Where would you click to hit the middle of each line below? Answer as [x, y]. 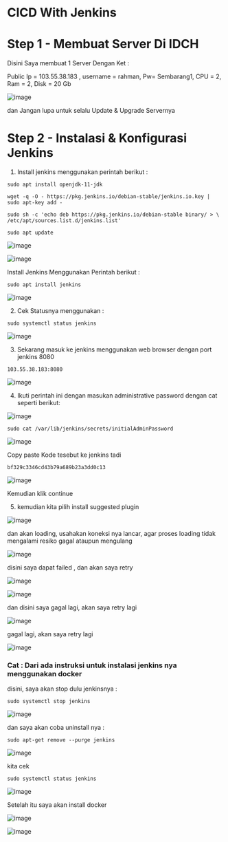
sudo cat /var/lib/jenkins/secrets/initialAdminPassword [90, 429]
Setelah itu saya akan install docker [57, 805]
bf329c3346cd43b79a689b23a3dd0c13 [57, 468]
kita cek [18, 766]
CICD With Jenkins [62, 13]
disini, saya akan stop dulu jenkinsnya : [62, 689]
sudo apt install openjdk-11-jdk [55, 185]
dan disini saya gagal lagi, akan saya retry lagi [72, 607]
